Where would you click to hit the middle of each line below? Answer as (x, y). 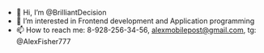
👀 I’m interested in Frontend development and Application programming (135, 21)
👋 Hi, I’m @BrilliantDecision (61, 12)
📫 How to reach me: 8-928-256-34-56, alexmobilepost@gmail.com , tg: (136, 30)
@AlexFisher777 (43, 41)
